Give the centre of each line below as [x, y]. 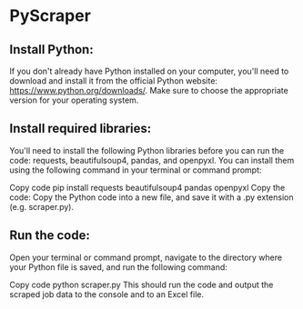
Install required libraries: [81, 129]
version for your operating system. [74, 100]
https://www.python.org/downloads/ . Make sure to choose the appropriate [149, 90]
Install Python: [51, 50]
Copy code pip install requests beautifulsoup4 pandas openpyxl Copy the [147, 187]
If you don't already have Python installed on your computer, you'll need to [149, 71]
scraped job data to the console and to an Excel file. [107, 294]
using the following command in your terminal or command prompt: [136, 170]
